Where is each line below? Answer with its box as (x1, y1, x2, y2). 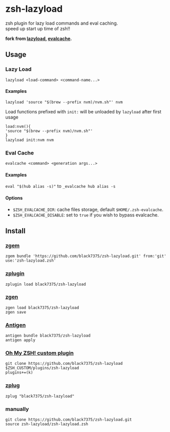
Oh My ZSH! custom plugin (5, 349, 74, 357)
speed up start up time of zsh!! (5, 25, 70, 31)
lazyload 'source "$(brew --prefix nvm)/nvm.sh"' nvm (5, 100, 123, 105)
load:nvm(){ (5, 124, 31, 129)
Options (5, 194, 23, 201)
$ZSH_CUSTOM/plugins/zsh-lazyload (5, 365, 80, 371)
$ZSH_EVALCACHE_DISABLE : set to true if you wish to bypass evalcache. (12, 211, 159, 218)
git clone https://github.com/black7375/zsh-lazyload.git (5, 417, 132, 422)
